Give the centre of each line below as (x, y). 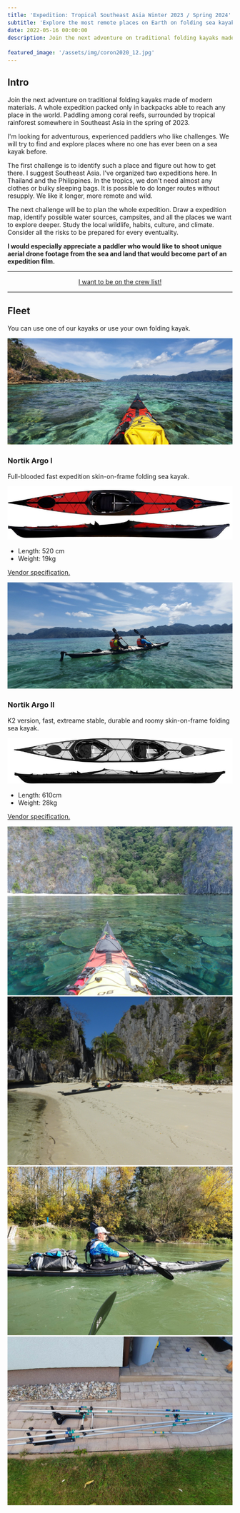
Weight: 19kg (37, 558)
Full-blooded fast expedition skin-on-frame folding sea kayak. (99, 476)
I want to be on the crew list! (120, 281)
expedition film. (31, 261)
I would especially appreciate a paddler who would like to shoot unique (115, 246)
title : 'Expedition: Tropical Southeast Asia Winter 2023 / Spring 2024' (120, 15)
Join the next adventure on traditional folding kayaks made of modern (110, 99)
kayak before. (27, 151)
